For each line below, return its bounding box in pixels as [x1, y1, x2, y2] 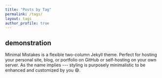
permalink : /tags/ [5, 12, 43, 17]
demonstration [5, 39, 52, 47]
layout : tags [5, 16, 32, 21]
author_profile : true [5, 20, 50, 26]
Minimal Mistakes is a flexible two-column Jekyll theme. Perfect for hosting [5, 52, 157, 58]
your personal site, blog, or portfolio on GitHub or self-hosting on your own [5, 57, 157, 63]
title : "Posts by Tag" [5, 7, 52, 12]
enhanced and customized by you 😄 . [5, 67, 81, 73]
